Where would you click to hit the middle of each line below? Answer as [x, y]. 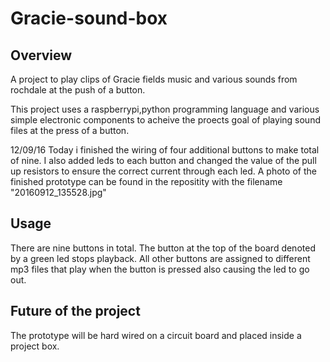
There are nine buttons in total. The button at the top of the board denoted [163, 248]
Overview [41, 55]
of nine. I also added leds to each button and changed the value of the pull [163, 160]
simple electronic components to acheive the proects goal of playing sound [165, 120]
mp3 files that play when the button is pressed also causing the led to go [160, 269]
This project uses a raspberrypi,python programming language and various [165, 109]
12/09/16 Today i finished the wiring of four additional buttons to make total [165, 150]
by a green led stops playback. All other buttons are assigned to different [160, 258]
